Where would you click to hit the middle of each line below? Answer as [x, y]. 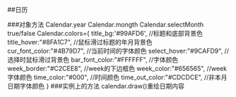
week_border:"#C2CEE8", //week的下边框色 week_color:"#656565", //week [117, 69]
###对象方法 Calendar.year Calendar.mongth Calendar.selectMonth [105, 25]
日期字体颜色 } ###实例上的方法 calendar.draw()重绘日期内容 [96, 86]
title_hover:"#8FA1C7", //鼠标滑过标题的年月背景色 [80, 42]
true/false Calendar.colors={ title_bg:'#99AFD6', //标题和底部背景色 [105, 33]
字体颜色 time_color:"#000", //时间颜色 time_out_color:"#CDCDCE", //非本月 [117, 77]
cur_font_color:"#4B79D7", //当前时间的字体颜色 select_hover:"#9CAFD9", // [118, 51]
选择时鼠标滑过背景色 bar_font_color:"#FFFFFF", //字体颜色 [93, 60]
